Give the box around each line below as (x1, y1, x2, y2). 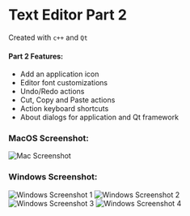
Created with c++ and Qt (8, 32, 88, 42)
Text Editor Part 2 (8, 6, 128, 24)
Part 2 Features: (8, 51, 64, 61)
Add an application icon (19, 69, 99, 79)
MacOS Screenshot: (8, 132, 89, 144)
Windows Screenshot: (8, 171, 98, 183)
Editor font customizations (19, 78, 108, 88)
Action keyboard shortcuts (19, 104, 109, 114)
